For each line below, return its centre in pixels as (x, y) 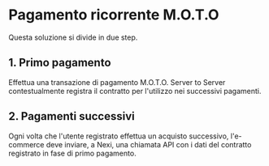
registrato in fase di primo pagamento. (72, 153)
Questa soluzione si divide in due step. (73, 37)
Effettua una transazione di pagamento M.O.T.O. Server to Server (117, 82)
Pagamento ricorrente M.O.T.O (114, 15)
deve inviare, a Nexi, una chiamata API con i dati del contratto (149, 144)
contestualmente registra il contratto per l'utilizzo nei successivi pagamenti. (135, 91)
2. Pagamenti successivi (72, 116)
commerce (26, 144)
